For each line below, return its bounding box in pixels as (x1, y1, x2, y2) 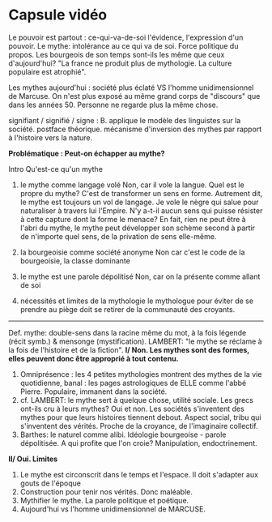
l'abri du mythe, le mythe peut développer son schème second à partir (19, 223, 256, 233)
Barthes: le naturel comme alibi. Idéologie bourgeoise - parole (19, 430, 227, 439)
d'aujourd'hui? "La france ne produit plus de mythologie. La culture (8, 58, 232, 68)
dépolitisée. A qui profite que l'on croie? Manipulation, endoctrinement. (19, 438, 257, 447)
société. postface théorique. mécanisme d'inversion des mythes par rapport (8, 124, 262, 134)
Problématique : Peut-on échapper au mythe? (8, 148, 165, 158)
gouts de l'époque (19, 478, 82, 488)
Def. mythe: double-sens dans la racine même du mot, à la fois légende (8, 327, 247, 337)
